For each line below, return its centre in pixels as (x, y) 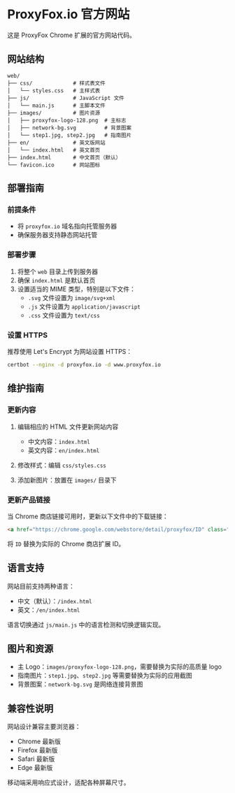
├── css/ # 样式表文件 (57, 83)
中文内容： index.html (59, 441)
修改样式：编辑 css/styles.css (62, 465)
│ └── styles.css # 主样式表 (54, 91)
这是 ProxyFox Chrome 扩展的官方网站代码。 (72, 35)
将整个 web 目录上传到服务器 (58, 271)
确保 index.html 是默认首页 (56, 280)
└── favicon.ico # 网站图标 (54, 165)
